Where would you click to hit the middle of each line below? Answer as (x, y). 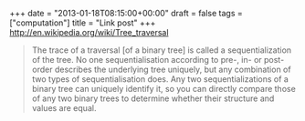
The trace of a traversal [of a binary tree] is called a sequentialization (162, 50)
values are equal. (64, 108)
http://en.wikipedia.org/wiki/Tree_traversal (89, 32)
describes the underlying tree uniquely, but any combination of (173, 69)
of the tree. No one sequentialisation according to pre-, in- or (147, 60)
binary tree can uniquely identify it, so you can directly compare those (164, 89)
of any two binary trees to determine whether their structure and (153, 98)
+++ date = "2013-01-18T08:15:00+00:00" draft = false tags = (126, 13)
